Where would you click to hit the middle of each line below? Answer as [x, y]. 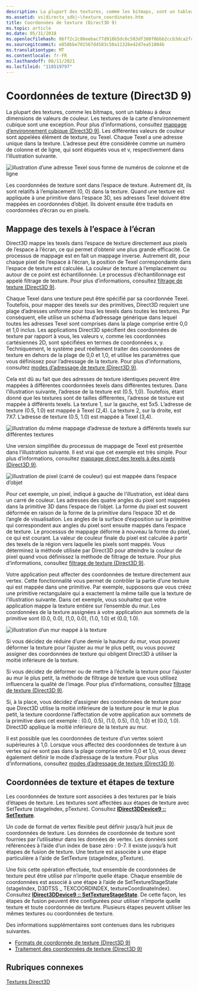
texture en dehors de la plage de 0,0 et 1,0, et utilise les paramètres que [93, 355]
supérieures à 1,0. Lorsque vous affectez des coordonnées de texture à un [96, 745]
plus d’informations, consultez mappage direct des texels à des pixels [91, 459]
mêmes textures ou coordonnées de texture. [60, 913]
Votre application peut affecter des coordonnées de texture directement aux [98, 574]
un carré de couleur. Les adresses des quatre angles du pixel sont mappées [98, 501]
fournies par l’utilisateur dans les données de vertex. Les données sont [92, 839]
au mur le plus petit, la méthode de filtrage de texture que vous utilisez [92, 678]
